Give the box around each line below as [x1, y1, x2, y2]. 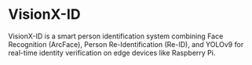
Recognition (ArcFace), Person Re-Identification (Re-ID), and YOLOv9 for [8, 39, 244, 49]
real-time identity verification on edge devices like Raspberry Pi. [8, 48, 216, 57]
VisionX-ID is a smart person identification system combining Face [8, 31, 224, 41]
